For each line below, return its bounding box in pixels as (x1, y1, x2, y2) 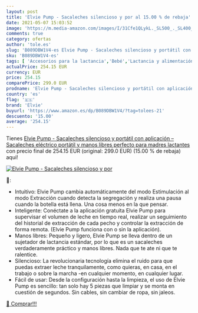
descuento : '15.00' (6, 113, 54, 119)
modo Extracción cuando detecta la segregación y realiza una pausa (14, 195, 181, 202)
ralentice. (14, 251, 38, 258)
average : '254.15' (6, 119, 51, 125)
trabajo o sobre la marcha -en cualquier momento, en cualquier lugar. (14, 270, 184, 277)
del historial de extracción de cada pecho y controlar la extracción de (14, 220, 184, 227)
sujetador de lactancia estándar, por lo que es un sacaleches (14, 238, 163, 246)
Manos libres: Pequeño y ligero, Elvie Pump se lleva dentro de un (14, 232, 173, 240)
